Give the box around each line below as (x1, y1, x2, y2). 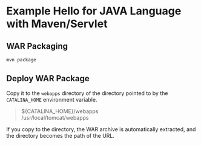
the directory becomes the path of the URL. (6, 132, 115, 139)
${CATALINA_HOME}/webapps (21, 107, 99, 115)
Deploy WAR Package (6, 73, 90, 84)
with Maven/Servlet (6, 17, 108, 31)
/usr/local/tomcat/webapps (21, 114, 89, 121)
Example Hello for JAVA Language (6, 4, 182, 18)
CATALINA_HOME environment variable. (6, 96, 97, 103)
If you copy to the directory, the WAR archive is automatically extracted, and (6, 125, 196, 133)
